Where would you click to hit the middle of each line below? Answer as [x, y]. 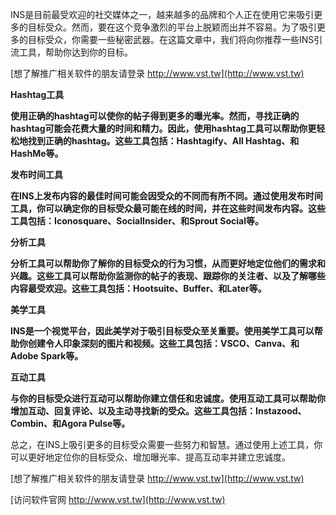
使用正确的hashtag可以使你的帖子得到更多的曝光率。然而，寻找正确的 [155, 116]
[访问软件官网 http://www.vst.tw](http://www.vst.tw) [118, 499]
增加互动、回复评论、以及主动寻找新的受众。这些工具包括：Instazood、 [158, 411]
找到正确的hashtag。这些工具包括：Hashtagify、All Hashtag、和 [163, 141]
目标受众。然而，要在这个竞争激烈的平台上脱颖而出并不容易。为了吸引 [172, 27]
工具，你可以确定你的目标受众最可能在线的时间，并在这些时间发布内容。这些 [168, 208]
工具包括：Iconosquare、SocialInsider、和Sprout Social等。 [137, 221]
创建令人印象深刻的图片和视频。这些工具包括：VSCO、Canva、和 [163, 343]
